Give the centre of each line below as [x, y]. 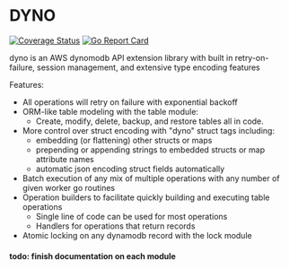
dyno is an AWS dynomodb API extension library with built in [121, 57]
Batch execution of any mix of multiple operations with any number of [151, 178]
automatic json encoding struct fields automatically [130, 169]
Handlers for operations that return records [115, 226]
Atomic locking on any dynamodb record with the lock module [137, 235]
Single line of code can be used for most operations [131, 216]
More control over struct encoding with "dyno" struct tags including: [149, 130]
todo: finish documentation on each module [93, 256]
